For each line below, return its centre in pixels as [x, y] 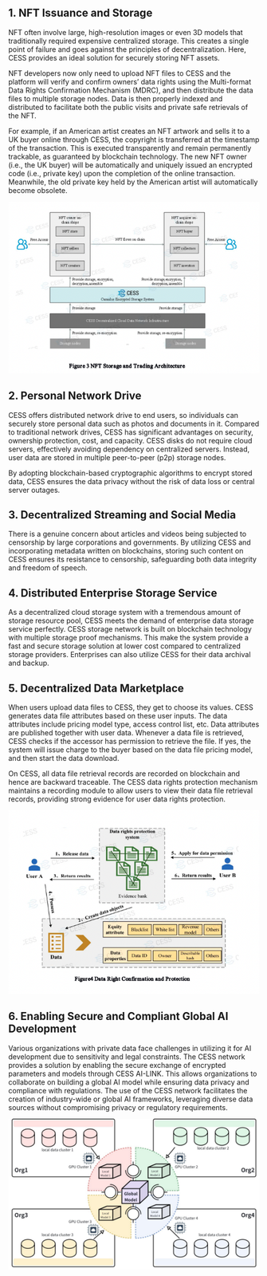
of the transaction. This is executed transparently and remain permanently [130, 148]
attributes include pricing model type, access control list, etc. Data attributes [134, 724]
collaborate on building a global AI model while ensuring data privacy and [129, 1082]
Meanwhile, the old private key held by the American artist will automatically [133, 182]
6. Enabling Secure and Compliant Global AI [118, 1016]
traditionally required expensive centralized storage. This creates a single [129, 41]
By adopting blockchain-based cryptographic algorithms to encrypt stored [130, 473]
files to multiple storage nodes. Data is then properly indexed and [116, 98]
